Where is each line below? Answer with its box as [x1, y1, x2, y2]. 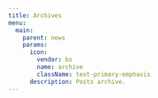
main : [15, 26, 34, 34]
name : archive [37, 63, 83, 71]
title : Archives [8, 11, 62, 20]
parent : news [22, 33, 66, 42]
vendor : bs [37, 56, 73, 64]
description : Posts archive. [29, 77, 126, 85]
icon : [29, 48, 48, 56]
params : [22, 41, 48, 49]
